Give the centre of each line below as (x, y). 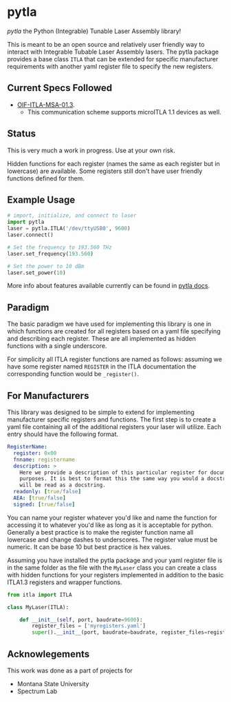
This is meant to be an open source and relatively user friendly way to (106, 44)
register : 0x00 (35, 453)
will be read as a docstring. (63, 485)
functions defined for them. (46, 178)
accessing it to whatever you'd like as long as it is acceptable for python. (110, 525)
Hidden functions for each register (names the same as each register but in (113, 163)
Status (22, 134)
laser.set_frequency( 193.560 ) (51, 254)
